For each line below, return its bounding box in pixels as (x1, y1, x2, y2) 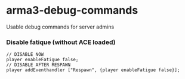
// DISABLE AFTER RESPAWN (6, 62, 70, 68)
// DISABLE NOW (6, 52, 44, 58)
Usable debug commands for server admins (6, 23, 115, 30)
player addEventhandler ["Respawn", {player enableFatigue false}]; (6, 67, 180, 73)
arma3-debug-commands (6, 4, 138, 17)
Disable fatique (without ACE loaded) (6, 38, 116, 46)
